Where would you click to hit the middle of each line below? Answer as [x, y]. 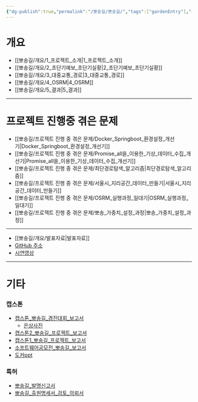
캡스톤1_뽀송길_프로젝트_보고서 [50, 340]
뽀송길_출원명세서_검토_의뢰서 [49, 393]
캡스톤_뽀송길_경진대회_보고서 [49, 318]
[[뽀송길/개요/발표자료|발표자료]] [52, 238]
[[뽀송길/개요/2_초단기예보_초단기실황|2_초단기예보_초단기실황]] [88, 67]
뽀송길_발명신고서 [35, 386]
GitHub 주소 [29, 245]
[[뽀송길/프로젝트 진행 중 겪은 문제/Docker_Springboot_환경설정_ [90, 139]
